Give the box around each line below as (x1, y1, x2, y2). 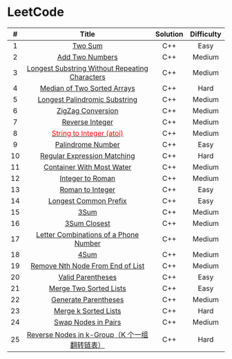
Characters (69, 72, 106, 82)
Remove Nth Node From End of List (30, 261, 145, 270)
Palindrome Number (55, 139, 120, 149)
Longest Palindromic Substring (37, 94, 138, 104)
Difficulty (189, 29, 222, 39)
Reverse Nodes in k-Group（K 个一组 (26, 330, 148, 340)
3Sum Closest (64, 218, 110, 228)
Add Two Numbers (57, 52, 119, 62)
